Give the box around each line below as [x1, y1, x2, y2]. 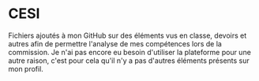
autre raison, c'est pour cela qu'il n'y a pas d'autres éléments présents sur [8, 56, 250, 65]
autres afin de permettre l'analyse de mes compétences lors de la [8, 39, 223, 48]
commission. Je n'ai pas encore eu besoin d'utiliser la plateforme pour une [8, 47, 251, 57]
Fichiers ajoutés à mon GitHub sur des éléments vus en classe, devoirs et [8, 31, 247, 40]
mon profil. [8, 64, 43, 73]
